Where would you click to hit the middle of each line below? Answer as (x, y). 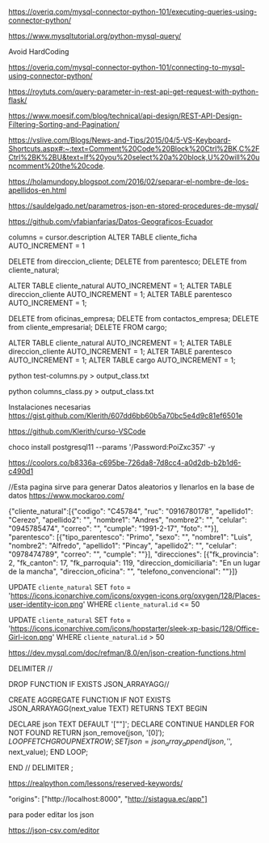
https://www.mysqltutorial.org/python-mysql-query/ (95, 36)
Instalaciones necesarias (50, 407)
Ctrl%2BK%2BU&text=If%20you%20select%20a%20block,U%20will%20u (134, 157)
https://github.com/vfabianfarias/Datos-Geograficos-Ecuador (111, 221)
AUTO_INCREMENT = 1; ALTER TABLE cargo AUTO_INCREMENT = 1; (122, 360)
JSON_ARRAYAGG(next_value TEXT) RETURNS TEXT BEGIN (108, 708)
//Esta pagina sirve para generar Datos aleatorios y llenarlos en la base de (131, 487)
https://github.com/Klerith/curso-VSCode (77, 431)
